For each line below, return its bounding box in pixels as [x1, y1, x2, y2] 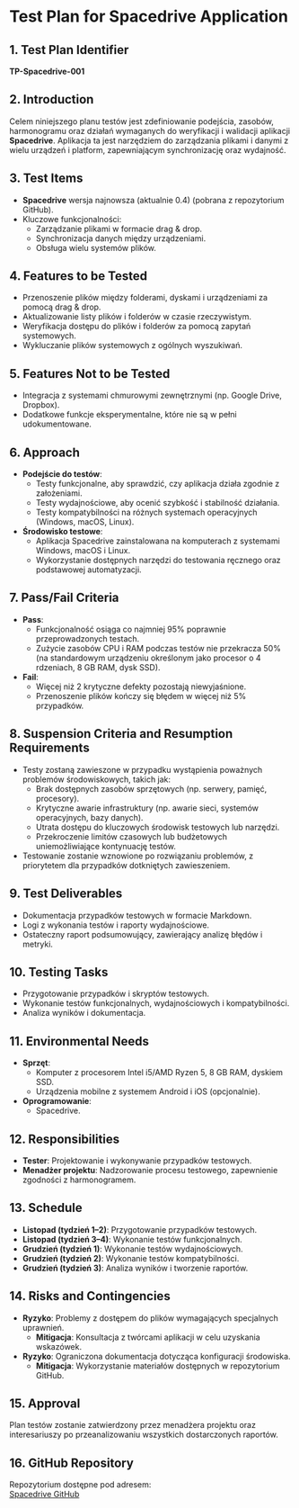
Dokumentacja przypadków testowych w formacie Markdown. [22, 910, 252, 920]
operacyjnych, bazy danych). [35, 812, 144, 822]
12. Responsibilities [9, 1131, 120, 1146]
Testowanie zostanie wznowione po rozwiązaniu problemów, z [22, 850, 254, 861]
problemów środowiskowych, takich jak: [22, 774, 171, 785]
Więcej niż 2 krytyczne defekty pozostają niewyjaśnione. [35, 681, 247, 692]
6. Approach [9, 444, 81, 460]
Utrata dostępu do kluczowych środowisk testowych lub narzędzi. [35, 821, 280, 832]
